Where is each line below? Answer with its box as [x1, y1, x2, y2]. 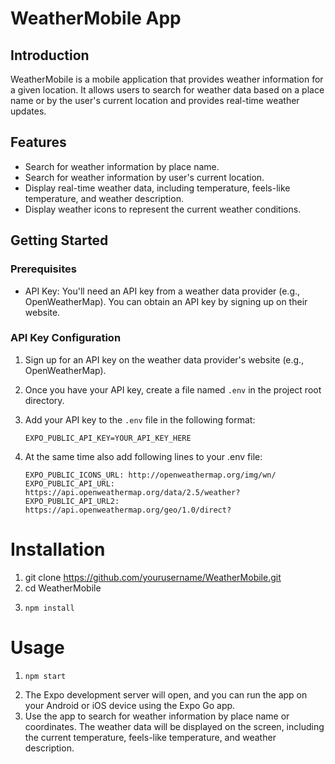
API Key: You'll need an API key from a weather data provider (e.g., [24, 285, 301, 297]
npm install [24, 603, 75, 613]
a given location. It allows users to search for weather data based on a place [10, 84, 325, 96]
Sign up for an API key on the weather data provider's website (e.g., [24, 353, 305, 366]
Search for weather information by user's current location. [24, 171, 265, 183]
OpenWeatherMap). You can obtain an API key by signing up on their [24, 295, 308, 307]
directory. [24, 394, 65, 406]
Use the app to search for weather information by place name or [24, 710, 290, 722]
